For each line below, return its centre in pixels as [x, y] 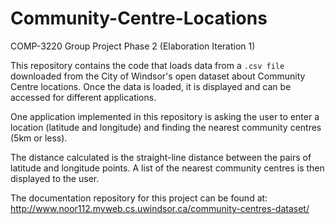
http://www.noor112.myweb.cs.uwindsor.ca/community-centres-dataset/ [160, 208]
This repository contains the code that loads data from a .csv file [147, 65]
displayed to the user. [55, 178]
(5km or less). [39, 138]
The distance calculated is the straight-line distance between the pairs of [161, 157]
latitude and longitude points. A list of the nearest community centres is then [167, 168]
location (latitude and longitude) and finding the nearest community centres [166, 127]
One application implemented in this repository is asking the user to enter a [165, 116]
